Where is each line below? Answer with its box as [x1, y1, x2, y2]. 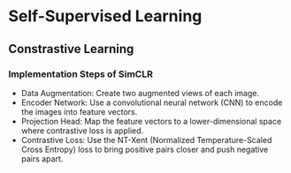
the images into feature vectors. [20, 106, 138, 117]
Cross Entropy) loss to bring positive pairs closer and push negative [20, 144, 269, 154]
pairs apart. [20, 153, 64, 164]
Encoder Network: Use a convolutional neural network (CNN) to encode [20, 97, 283, 108]
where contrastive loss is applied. [20, 125, 144, 136]
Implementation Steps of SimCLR [8, 68, 154, 80]
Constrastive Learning [8, 41, 134, 56]
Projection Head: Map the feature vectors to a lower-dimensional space [20, 116, 282, 126]
